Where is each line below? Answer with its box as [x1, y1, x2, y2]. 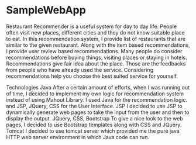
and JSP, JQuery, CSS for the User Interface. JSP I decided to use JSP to [6, 102, 183, 109]
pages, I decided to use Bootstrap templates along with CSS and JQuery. [6, 121, 182, 128]
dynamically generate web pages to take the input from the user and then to [6, 109, 190, 116]
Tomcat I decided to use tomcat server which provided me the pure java [6, 127, 180, 134]
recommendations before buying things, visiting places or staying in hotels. [6, 54, 187, 61]
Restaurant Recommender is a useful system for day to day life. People [6, 23, 177, 30]
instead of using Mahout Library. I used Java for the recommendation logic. [6, 96, 188, 103]
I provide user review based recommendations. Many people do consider [6, 47, 183, 54]
